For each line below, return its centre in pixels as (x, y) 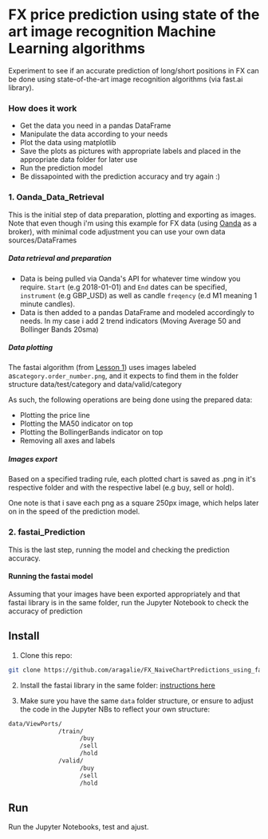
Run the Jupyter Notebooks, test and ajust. (79, 827)
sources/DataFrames (43, 240)
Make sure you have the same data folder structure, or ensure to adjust (136, 700)
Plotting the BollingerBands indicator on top (91, 432)
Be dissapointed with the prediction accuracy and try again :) (120, 176)
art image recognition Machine (112, 32)
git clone (25, 670)
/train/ (71, 731)
